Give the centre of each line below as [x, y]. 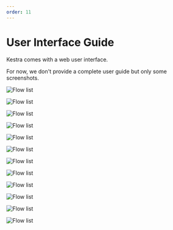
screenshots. [23, 78]
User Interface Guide [60, 42]
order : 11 [19, 12]
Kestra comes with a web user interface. [57, 59]
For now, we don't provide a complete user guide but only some [86, 71]
